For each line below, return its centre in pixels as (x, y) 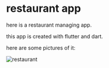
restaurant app (44, 9)
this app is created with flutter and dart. (54, 36)
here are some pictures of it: (41, 48)
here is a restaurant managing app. (49, 25)
